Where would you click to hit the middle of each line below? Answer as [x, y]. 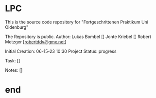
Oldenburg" [17, 27]
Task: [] [13, 60]
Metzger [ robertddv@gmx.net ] [36, 41]
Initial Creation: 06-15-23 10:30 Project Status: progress [61, 51]
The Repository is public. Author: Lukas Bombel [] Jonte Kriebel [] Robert [78, 37]
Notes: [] [14, 70]
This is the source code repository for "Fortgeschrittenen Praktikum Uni [77, 22]
